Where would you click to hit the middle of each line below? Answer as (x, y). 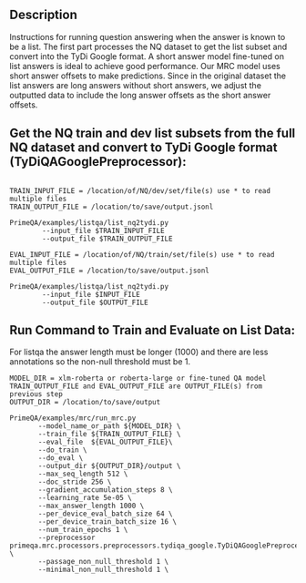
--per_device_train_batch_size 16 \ (107, 522)
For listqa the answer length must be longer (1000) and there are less (139, 352)
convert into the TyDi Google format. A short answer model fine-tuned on (147, 56)
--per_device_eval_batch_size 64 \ (105, 514)
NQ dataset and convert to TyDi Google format (143, 148)
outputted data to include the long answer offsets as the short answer (140, 95)
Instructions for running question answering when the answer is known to (148, 36)
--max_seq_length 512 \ (83, 474)
